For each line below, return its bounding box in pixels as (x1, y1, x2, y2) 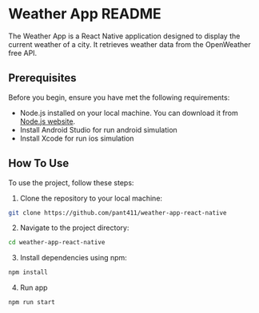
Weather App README (8, 5, 161, 23)
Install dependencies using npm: (19, 253, 128, 263)
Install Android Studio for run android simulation (19, 125, 177, 134)
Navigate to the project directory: (19, 223, 129, 232)
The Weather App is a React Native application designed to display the (8, 31, 241, 41)
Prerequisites (8, 71, 77, 85)
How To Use (8, 156, 70, 170)
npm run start (8, 299, 56, 307)
